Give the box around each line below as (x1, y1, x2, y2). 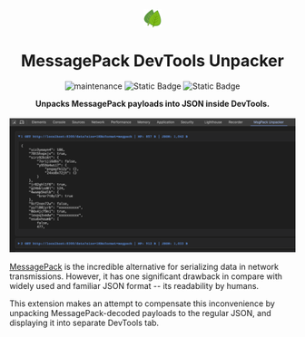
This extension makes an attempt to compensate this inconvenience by (9, 298, 275, 309)
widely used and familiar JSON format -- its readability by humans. (9, 281, 260, 292)
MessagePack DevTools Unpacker (21, 51, 284, 72)
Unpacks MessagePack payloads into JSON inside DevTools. (34, 98, 271, 109)
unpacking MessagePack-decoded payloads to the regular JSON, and (9, 308, 271, 319)
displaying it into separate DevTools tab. (9, 317, 160, 329)
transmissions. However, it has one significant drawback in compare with (9, 271, 283, 282)
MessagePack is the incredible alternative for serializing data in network (9, 262, 280, 273)
